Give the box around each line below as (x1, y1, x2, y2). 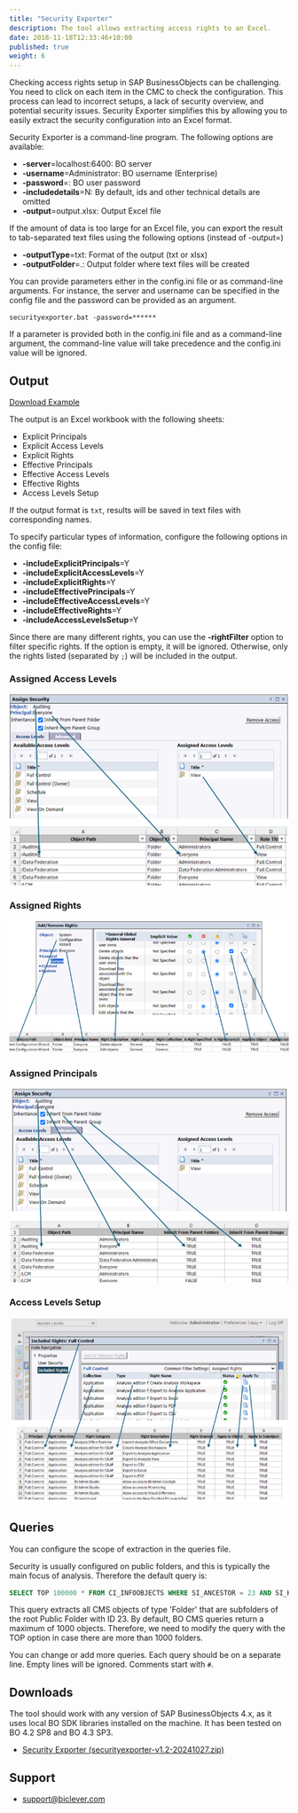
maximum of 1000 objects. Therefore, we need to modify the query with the (9, 1623, 286, 1634)
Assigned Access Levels (9, 672, 117, 684)
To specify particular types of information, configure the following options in (9, 531, 288, 542)
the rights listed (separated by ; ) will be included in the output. (9, 650, 238, 660)
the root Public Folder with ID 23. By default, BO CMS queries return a (9, 1614, 264, 1624)
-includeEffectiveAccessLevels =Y (21, 595, 151, 606)
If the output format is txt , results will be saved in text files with (9, 504, 241, 515)
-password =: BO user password (21, 177, 141, 188)
